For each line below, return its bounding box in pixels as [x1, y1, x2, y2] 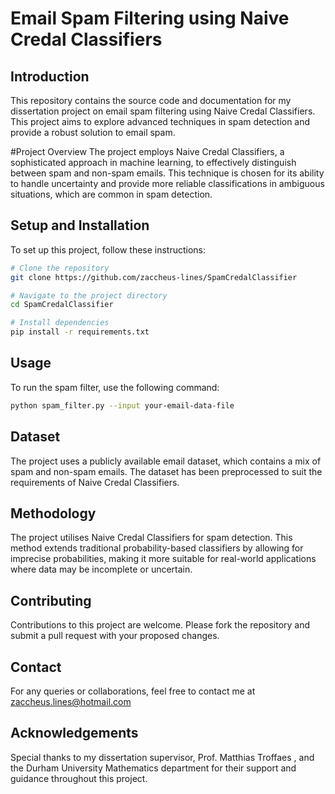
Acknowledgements [10, 725, 139, 742]
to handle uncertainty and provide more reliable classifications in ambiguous [10, 178, 325, 189]
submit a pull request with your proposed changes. [10, 630, 220, 642]
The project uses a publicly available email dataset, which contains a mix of [10, 455, 322, 467]
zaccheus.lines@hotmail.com [10, 696, 132, 707]
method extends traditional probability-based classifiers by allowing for [10, 542, 304, 554]
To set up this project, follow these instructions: [10, 243, 207, 256]
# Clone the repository [10, 263, 110, 273]
